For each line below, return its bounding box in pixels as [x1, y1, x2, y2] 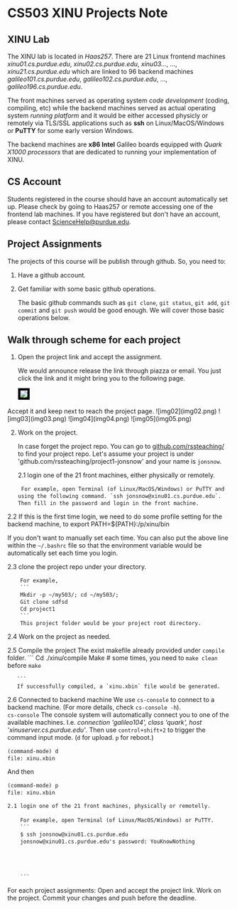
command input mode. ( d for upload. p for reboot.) [7, 733, 154, 742]
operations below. [17, 313, 70, 321]
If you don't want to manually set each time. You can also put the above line [7, 533, 228, 542]
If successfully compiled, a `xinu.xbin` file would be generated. [16, 683, 221, 691]
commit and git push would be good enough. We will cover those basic [17, 306, 225, 314]
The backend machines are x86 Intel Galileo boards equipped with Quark [7, 140, 222, 149]
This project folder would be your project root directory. [20, 620, 202, 627]
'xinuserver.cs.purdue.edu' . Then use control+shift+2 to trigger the [7, 725, 206, 734]
